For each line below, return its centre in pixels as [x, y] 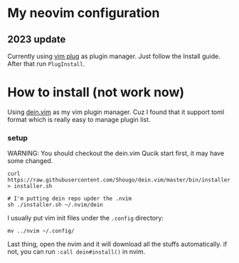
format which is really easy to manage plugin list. [79, 119]
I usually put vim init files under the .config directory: [85, 218]
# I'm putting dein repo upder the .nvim [70, 199]
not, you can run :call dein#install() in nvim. [76, 252]
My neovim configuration [84, 13]
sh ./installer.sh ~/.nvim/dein [55, 205]
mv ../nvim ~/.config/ [41, 231]
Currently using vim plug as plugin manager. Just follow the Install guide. [114, 56]
